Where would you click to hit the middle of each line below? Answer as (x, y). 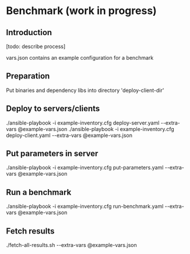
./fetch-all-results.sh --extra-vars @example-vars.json (71, 245)
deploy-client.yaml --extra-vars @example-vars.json (69, 135)
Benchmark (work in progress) (82, 11)
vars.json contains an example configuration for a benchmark (80, 58)
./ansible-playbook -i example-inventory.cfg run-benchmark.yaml (85, 207)
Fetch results (30, 231)
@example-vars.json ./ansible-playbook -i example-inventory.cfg (96, 129)
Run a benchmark (39, 192)
